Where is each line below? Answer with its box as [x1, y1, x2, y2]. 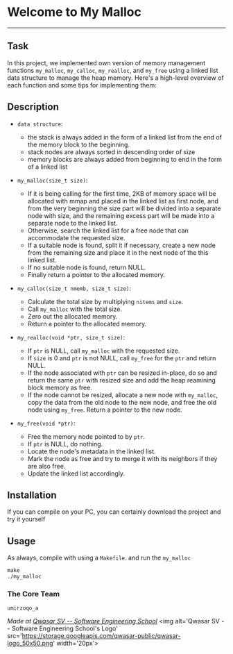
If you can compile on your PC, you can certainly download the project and [7, 508, 221, 516]
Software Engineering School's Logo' [11, 624, 118, 632]
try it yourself [7, 515, 46, 523]
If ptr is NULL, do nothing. [27, 439, 103, 448]
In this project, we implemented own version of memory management [7, 58, 206, 67]
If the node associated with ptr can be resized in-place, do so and [27, 369, 217, 377]
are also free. [27, 462, 66, 470]
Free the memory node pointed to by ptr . [27, 432, 146, 441]
